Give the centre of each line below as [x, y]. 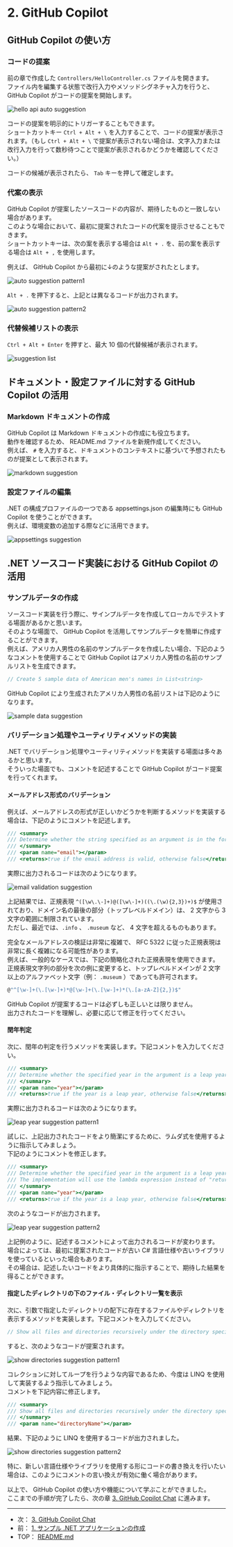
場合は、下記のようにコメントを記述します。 [71, 820]
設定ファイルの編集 [39, 492]
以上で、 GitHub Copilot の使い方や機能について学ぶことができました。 [109, 1489]
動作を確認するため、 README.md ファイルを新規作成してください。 [106, 442]
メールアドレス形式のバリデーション [59, 795]
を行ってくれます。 [34, 777]
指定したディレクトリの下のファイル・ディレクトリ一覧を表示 [95, 1293]
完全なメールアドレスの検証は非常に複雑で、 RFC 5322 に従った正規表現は [114, 942]
